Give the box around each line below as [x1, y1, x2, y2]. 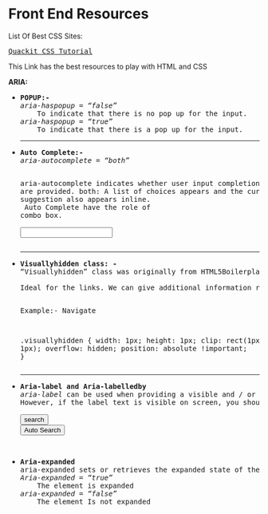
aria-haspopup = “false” [19, 101, 117, 110]
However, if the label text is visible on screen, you [19, 397, 239, 407]
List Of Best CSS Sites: [8, 31, 83, 41]
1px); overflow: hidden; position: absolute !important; [19, 344, 247, 353]
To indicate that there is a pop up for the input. [37, 125, 243, 134]
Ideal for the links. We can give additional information [19, 283, 252, 292]
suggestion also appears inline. [19, 195, 152, 204]
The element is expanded [37, 480, 134, 490]
